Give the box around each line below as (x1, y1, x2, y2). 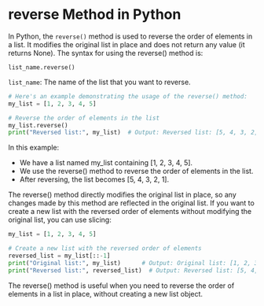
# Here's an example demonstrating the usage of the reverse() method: (8, 92, 247, 100)
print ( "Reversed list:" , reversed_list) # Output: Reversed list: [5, (8, 266, 247, 275)
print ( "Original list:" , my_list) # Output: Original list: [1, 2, (8, 259, 251, 267)
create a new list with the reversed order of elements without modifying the (8, 207, 252, 216)
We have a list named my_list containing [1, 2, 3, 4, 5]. (19, 158, 193, 168)
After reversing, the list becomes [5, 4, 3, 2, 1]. (19, 175, 170, 184)
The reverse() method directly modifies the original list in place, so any (8, 190, 237, 200)
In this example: (8, 143, 60, 153)
